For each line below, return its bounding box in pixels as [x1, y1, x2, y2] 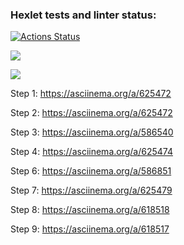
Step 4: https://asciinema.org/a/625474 [10, 146, 173, 158]
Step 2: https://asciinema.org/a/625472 [10, 107, 173, 119]
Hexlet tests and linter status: [10, 8, 157, 22]
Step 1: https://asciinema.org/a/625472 [10, 88, 172, 100]
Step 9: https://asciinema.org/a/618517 [10, 223, 170, 235]
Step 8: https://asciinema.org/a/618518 [10, 204, 170, 216]
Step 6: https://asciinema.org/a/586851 [10, 165, 172, 177]
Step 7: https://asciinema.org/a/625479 [10, 184, 173, 197]
